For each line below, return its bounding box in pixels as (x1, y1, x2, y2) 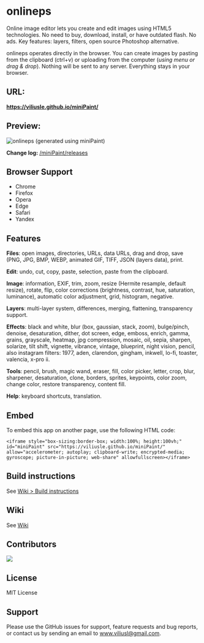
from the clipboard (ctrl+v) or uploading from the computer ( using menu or (6, 56, 195, 63)
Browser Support (6, 167, 74, 177)
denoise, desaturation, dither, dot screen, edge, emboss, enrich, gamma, (6, 330, 190, 337)
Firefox (15, 189, 34, 197)
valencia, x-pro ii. (6, 356, 50, 363)
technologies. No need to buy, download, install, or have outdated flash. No (6, 31, 197, 38)
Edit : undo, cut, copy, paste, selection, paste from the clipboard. (6, 268, 168, 275)
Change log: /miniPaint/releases (6, 149, 88, 156)
